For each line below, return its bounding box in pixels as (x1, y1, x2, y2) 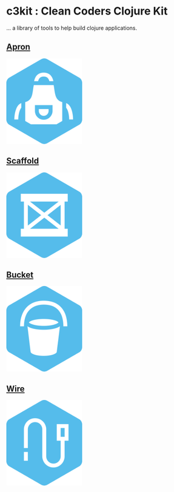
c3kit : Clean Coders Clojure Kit (6, 4, 168, 18)
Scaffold (6, 156, 39, 166)
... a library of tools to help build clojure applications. (6, 24, 138, 32)
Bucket (6, 270, 34, 280)
